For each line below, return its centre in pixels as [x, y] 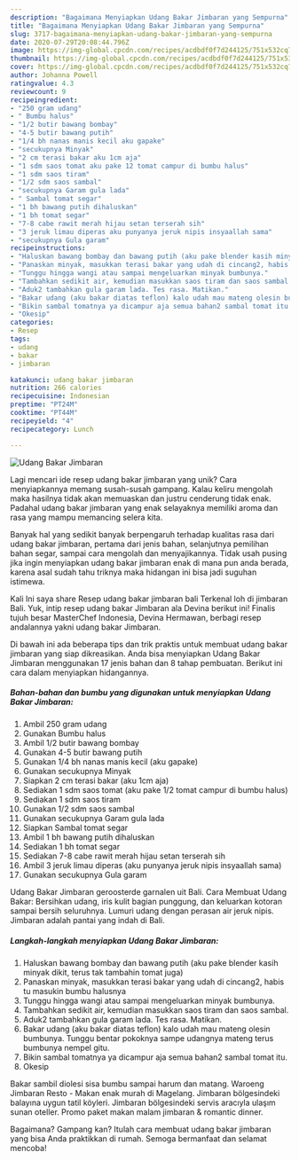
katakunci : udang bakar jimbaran [72, 380]
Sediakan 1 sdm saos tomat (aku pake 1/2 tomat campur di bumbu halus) [155, 790]
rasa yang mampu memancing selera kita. [87, 517]
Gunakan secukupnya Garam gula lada [94, 819]
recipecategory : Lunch [52, 429]
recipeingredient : [44, 100]
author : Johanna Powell [54, 75]
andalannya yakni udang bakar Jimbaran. [86, 627]
